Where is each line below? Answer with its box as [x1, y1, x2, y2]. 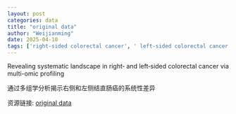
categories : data [7, 17, 58, 24]
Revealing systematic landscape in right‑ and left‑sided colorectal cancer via [7, 62, 229, 70]
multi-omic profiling [7, 69, 65, 78]
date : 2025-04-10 [7, 36, 58, 43]
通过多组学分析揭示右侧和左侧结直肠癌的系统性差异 [7, 84, 156, 92]
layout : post [7, 10, 46, 17]
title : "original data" [7, 23, 77, 30]
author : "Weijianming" [7, 29, 74, 37]
